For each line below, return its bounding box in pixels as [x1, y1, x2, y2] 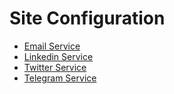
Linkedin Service [23, 50, 94, 62]
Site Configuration [9, 7, 166, 30]
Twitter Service [23, 61, 87, 73]
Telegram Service [23, 72, 97, 84]
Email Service [23, 40, 81, 52]
